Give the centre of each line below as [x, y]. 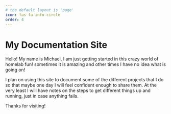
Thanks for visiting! [26, 106]
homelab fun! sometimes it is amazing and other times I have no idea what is [86, 64]
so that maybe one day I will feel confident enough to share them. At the [81, 85]
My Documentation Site [56, 45]
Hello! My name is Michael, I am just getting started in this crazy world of [82, 59]
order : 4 [15, 19]
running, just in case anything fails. [42, 96]
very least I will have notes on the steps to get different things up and [78, 90]
